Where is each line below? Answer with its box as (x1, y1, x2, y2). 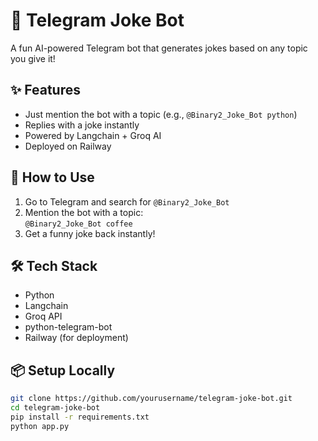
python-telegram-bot (24, 321, 113, 333)
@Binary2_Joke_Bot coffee (24, 219, 133, 229)
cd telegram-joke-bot (10, 403, 101, 413)
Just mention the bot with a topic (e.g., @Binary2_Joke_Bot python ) (24, 108, 298, 120)
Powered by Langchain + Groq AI (24, 129, 162, 141)
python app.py (10, 421, 70, 431)
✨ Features (10, 82, 81, 99)
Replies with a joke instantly (24, 119, 140, 131)
